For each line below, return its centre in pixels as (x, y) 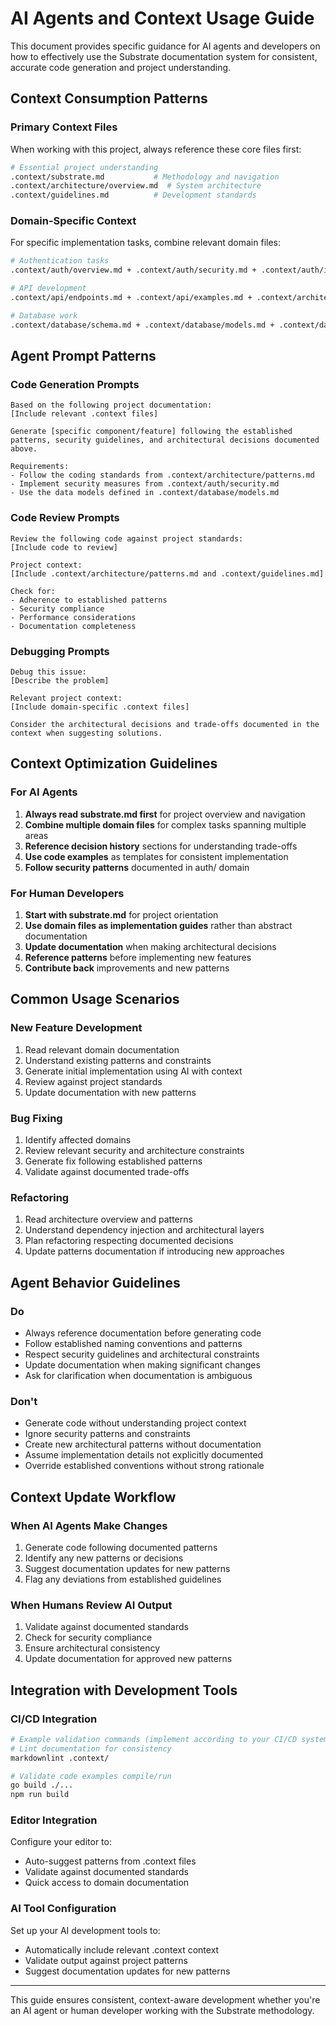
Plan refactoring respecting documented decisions (129, 1241)
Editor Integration (54, 1820)
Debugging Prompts (60, 651)
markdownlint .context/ (60, 1758)
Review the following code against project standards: (127, 538)
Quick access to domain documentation (107, 1883)
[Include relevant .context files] (84, 414)
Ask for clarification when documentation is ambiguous (138, 1375)
